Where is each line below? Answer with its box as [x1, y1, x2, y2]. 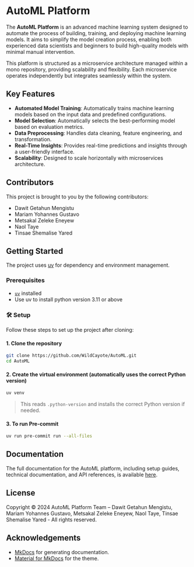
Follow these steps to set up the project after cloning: [6, 326, 134, 333]
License [6, 488, 36, 498]
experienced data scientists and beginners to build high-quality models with [6, 42, 188, 49]
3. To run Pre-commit [6, 420, 59, 427]
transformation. [14, 136, 52, 143]
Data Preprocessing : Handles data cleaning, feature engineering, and [14, 129, 182, 136]
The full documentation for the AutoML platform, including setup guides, [6, 465, 179, 472]
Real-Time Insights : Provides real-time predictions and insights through [14, 142, 188, 149]
